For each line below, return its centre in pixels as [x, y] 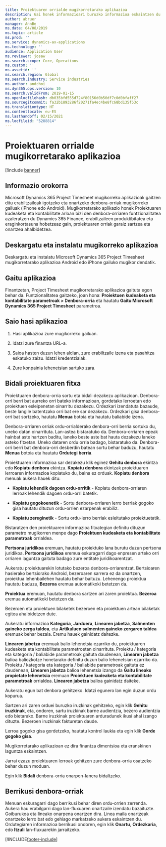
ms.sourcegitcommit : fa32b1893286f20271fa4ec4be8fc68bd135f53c [72, 103]
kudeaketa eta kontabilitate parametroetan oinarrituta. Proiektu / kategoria [81, 649]
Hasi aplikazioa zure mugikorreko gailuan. [55, 333]
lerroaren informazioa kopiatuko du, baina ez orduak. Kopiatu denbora [77, 473]
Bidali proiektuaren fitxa [43, 383]
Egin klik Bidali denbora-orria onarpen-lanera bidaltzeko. [63, 776]
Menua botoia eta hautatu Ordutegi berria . [49, 453]
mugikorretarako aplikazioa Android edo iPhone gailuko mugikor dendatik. [81, 263]
